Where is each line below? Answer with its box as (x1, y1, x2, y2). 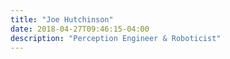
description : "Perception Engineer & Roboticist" (10, 33, 222, 43)
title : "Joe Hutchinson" (10, 14, 114, 25)
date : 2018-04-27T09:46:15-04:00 (10, 24, 150, 34)
